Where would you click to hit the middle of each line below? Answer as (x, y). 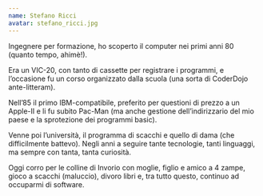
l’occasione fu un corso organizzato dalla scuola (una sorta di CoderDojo (128, 78)
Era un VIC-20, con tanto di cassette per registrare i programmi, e (116, 70)
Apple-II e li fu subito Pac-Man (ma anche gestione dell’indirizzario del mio (131, 111)
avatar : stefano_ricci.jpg (53, 23)
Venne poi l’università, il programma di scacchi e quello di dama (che (122, 135)
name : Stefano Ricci (43, 16)
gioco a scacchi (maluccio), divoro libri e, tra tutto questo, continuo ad (124, 176)
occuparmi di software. (47, 184)
